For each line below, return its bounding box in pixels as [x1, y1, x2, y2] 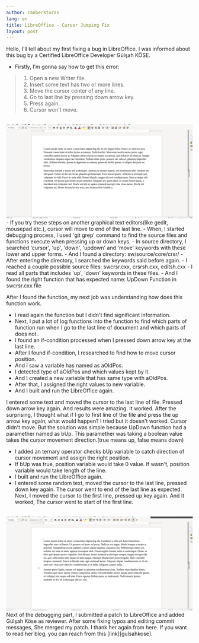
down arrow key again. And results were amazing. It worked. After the [6, 405, 176, 412]
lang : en [6, 15, 28, 22]
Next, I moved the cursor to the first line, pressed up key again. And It [14, 492, 185, 499]
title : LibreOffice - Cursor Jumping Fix [6, 22, 110, 28]
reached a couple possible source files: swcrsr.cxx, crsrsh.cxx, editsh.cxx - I [6, 263, 193, 270]
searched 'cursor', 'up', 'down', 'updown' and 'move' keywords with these [6, 244, 186, 252]
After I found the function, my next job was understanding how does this [6, 294, 183, 301]
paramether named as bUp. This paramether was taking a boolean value [6, 430, 182, 438]
